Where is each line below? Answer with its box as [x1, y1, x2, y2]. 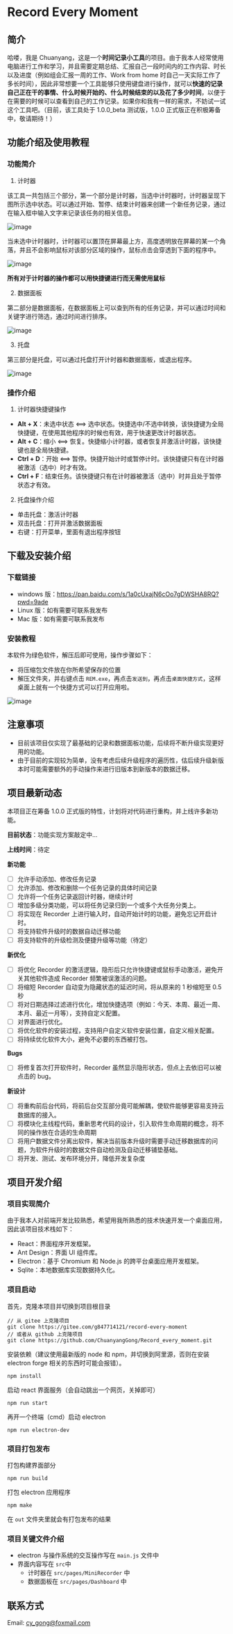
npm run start [7, 1399, 49, 1406]
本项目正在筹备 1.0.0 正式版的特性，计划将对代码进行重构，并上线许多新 [7, 807, 213, 815]
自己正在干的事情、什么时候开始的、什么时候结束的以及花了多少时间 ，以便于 [7, 88, 226, 96]
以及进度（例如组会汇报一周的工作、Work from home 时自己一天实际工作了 [7, 71, 221, 79]
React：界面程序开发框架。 [17, 1240, 95, 1248]
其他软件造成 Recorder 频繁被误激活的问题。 [23, 974, 151, 982]
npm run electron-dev [7, 1427, 70, 1433]
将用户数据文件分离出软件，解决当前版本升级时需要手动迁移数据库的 [17, 1136, 212, 1145]
